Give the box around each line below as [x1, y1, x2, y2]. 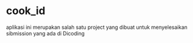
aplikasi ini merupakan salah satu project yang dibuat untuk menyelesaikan [6, 24, 188, 31]
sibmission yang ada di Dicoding [6, 29, 85, 37]
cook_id [6, 4, 46, 18]
